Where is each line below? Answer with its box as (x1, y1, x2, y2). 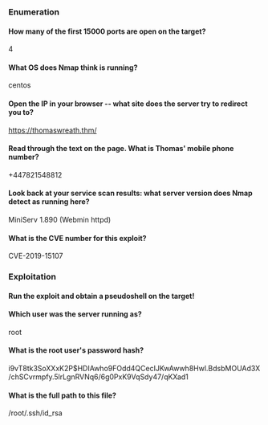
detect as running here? (8, 197, 90, 206)
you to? (8, 107, 35, 116)
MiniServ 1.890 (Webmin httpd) (8, 215, 112, 224)
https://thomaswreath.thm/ (8, 125, 98, 135)
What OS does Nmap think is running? (8, 63, 138, 72)
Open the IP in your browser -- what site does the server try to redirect (8, 99, 248, 108)
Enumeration (8, 6, 60, 18)
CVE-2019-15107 (8, 251, 63, 261)
